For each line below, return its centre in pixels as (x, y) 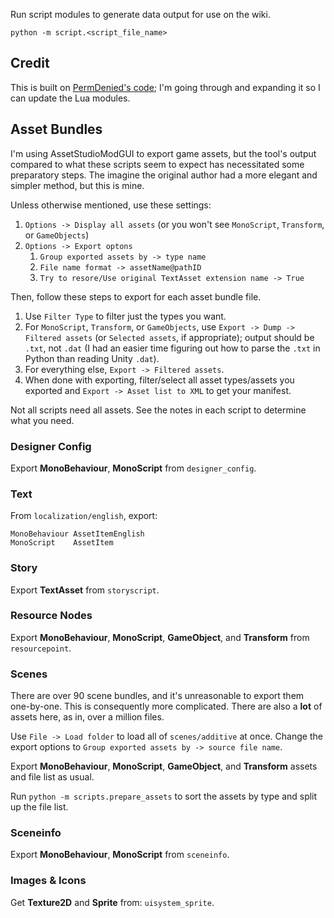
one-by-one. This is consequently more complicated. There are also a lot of (166, 706)
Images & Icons (48, 881)
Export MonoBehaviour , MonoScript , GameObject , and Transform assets (164, 766)
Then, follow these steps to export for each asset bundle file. (136, 296)
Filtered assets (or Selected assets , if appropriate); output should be (169, 337)
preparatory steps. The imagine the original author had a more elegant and (164, 175)
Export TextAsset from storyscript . (85, 590)
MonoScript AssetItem (62, 543)
